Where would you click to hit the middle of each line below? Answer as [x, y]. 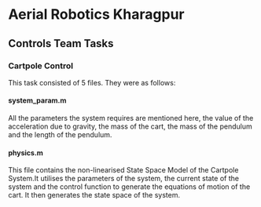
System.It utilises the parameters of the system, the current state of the [124, 179]
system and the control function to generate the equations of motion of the [129, 187]
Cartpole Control [41, 66]
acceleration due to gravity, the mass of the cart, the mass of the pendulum [130, 126]
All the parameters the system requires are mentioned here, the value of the [131, 118]
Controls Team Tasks [61, 44]
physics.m [26, 153]
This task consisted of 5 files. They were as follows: [92, 82]
